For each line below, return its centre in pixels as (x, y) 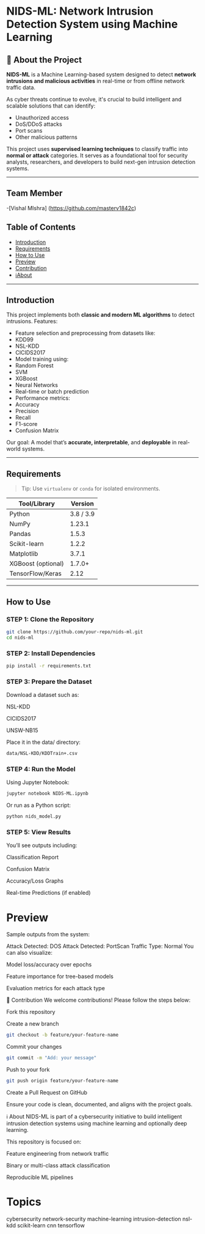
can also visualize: (30, 953)
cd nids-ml (20, 637)
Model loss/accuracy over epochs (49, 964)
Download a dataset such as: (43, 695)
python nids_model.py (34, 817)
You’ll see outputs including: (42, 845)
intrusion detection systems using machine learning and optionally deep (97, 1123)
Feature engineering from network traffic (58, 1153)
